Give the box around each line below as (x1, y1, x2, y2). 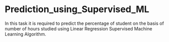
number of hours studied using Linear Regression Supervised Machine (5, 25, 153, 31)
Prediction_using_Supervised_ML (5, 4, 150, 15)
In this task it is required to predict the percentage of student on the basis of (5, 20, 164, 26)
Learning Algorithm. (5, 31, 47, 37)
